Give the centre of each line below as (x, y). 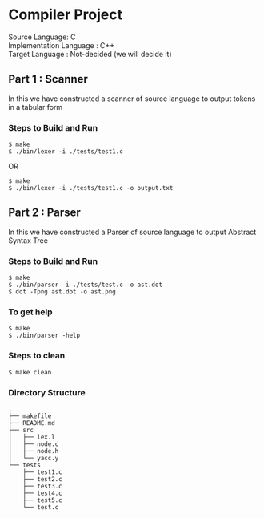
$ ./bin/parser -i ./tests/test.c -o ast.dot (85, 285)
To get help (31, 312)
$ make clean (30, 372)
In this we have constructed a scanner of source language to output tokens (132, 99)
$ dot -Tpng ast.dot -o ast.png (62, 292)
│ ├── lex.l (32, 437)
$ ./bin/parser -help (44, 336)
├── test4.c (42, 494)
